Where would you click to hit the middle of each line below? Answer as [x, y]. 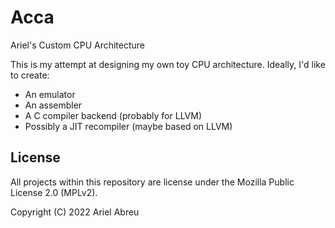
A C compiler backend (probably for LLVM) [113, 115]
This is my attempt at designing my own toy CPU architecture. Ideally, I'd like [168, 64]
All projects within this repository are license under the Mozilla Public [152, 182]
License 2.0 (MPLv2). [54, 192]
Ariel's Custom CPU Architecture [78, 45]
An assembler [53, 105]
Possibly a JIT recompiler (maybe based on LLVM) [128, 126]
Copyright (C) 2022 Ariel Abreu [75, 212]
